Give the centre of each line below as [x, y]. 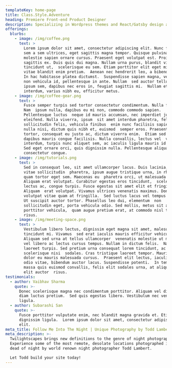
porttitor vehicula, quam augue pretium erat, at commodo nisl [94, 210]
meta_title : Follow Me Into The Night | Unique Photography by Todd [80, 329]
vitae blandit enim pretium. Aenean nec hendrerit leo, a [88, 72]
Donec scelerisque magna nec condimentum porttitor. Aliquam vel [90, 291]
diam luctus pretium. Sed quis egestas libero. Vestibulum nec [89, 296]
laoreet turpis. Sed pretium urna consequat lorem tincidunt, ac [95, 248]
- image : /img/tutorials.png [46, 158]
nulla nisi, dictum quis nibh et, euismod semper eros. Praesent [96, 129]
